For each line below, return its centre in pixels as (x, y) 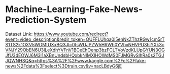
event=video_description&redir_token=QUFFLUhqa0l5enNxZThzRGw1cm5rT (85, 39)
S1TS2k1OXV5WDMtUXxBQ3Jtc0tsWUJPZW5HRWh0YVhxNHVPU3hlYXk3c (85, 44)
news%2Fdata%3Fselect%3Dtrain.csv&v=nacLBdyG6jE (64, 66)
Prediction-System (46, 20)
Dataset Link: (19, 34)
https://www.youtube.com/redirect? (71, 34)
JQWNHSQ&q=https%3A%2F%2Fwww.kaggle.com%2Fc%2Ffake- (76, 60)
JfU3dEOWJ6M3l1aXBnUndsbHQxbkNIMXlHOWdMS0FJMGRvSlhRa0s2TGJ (85, 55)
